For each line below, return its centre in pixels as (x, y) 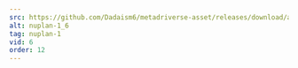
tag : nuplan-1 (35, 34)
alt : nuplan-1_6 (39, 26)
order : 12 (27, 50)
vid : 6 (21, 42)
